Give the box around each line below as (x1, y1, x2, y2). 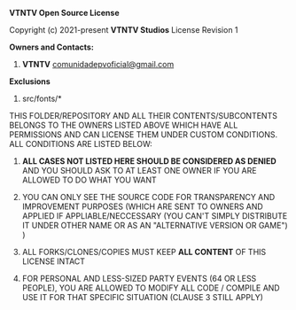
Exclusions (9, 76, 51, 87)
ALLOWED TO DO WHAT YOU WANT (21, 174, 157, 185)
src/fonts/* (21, 93, 62, 104)
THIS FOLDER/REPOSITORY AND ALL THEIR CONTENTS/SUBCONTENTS (9, 111, 277, 120)
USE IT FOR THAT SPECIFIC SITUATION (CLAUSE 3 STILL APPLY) (21, 292, 264, 302)
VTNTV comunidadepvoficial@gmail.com (21, 59, 175, 69)
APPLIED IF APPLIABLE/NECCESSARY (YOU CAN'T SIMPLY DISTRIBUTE (21, 211, 288, 221)
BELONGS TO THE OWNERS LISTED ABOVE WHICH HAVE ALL (9, 120, 238, 130)
